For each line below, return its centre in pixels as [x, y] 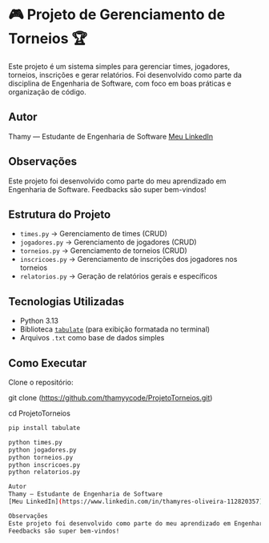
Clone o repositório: [41, 382]
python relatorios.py [44, 473]
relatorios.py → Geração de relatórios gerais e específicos [118, 276]
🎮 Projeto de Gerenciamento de [117, 15]
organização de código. [47, 91]
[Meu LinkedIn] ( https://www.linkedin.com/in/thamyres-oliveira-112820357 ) [136, 501]
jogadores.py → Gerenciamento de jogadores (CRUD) [108, 242]
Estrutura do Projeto [60, 214]
